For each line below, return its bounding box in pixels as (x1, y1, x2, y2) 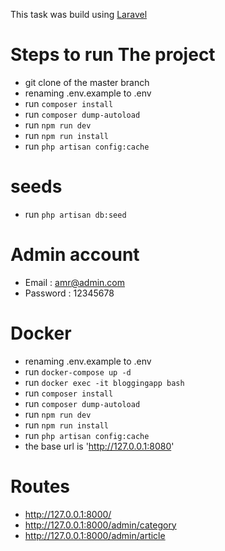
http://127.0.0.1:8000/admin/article (24, 529, 166, 541)
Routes (10, 475, 70, 498)
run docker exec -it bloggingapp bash (24, 376, 185, 388)
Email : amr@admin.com (24, 276, 125, 288)
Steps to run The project (10, 44, 216, 66)
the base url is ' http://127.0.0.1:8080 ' (24, 440, 175, 452)
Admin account (10, 244, 140, 266)
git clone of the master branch (24, 76, 150, 88)
